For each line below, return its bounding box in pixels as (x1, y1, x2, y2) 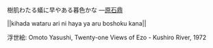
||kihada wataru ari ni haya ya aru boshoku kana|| (7, 20, 147, 27)
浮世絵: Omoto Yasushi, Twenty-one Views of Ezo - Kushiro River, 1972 (7, 33, 207, 41)
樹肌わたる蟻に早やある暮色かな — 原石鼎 (7, 6, 123, 14)
